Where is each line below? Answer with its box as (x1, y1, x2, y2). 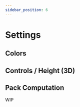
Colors (5, 49, 26, 58)
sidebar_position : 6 (5, 7, 48, 13)
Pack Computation (5, 83, 64, 92)
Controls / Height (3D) (5, 66, 75, 75)
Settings (5, 29, 41, 40)
